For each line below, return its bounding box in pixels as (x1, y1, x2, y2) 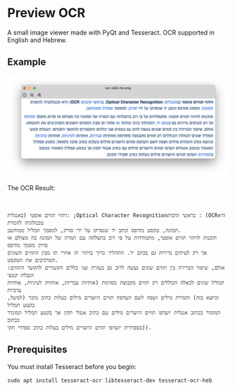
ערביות (7, 287, 22, 294)
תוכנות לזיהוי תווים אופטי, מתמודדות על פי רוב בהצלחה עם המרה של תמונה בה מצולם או (7, 235, 217, 242)
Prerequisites (7, 344, 68, 356)
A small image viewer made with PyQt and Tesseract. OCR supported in (7, 28, 215, 37)
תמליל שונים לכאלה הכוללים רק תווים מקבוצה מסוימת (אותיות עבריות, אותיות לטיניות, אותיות (7, 280, 225, 287)
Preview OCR (7, 5, 86, 21)
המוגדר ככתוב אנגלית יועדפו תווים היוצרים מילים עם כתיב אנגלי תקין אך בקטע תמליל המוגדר (7, 309, 221, 316)
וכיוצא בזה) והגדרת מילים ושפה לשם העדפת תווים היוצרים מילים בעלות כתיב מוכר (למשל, (7, 294, 220, 302)
